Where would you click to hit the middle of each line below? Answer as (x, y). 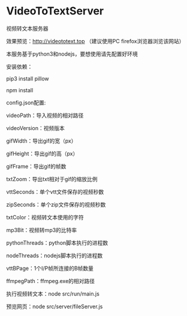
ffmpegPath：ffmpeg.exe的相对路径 (50, 281)
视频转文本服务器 (27, 28)
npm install (20, 90)
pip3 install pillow (28, 79)
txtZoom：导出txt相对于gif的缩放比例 (52, 179)
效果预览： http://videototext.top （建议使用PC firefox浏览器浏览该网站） (95, 41)
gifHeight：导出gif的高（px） (42, 154)
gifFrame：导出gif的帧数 (36, 166)
